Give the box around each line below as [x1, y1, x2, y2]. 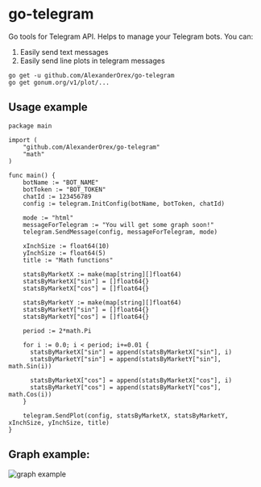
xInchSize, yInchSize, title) [8, 418, 110, 426]
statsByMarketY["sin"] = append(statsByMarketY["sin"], [29, 355, 222, 363]
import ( [8, 136, 38, 144]
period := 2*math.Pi [23, 326, 92, 335]
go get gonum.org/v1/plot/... [8, 78, 110, 86]
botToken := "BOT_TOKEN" [23, 185, 106, 194]
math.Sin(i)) [8, 362, 52, 370]
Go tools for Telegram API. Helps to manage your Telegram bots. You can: [8, 31, 254, 41]
